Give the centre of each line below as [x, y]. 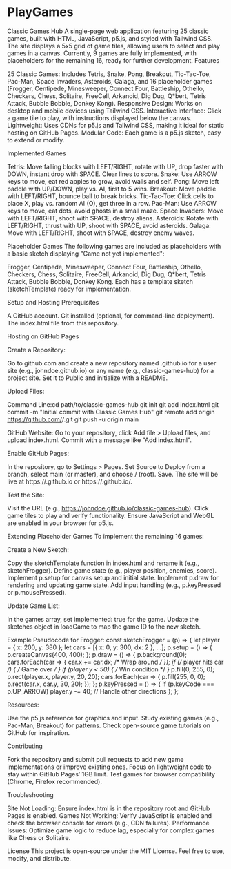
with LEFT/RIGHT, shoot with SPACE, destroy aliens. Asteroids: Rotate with [113, 218]
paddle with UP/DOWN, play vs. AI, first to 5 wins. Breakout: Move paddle [112, 189]
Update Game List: [33, 606]
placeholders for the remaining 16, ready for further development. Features [113, 60]
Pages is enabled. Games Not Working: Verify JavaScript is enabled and [110, 815]
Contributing [25, 746]
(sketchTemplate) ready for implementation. [69, 289]
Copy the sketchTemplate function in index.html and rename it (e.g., [103, 563]
